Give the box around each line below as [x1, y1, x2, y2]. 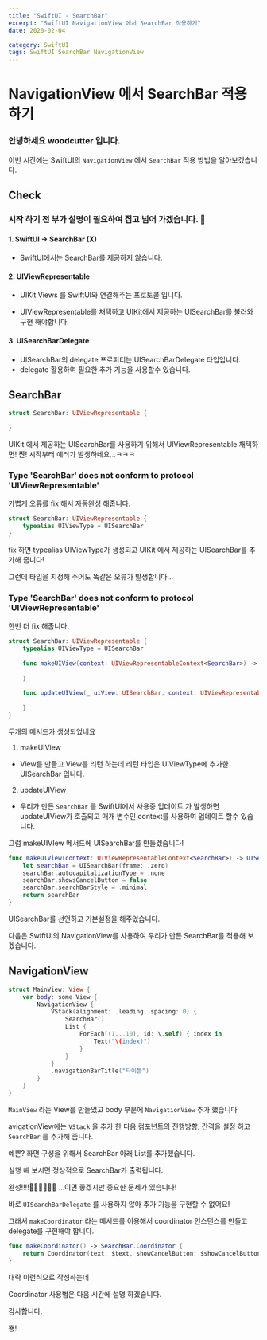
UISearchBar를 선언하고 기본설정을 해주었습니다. [8, 914, 161, 923]
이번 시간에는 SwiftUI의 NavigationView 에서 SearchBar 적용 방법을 [8, 155, 217, 164]
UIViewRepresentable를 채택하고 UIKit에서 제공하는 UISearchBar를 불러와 [19, 308, 254, 317]
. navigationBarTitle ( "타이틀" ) [50, 1067, 149, 1076]
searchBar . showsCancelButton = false [22, 876, 148, 884]
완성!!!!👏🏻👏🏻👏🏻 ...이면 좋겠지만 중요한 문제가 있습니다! [8, 1182, 177, 1192]
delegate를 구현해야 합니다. [8, 1226, 95, 1236]
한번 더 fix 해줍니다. [8, 621, 70, 631]
